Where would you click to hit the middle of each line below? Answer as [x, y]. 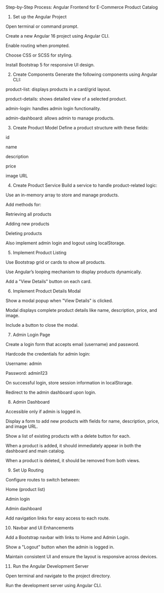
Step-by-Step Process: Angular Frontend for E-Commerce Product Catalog [82, 7]
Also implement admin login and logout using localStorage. [65, 243]
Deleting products [24, 233]
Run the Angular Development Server [51, 566]
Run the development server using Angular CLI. [54, 585]
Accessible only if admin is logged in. [43, 412]
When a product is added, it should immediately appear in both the [73, 445]
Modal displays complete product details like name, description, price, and [82, 310]
